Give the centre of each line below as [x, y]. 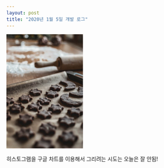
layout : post [23, 13]
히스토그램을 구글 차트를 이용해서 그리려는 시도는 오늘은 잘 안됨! [82, 159]
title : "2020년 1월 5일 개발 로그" [47, 19]
